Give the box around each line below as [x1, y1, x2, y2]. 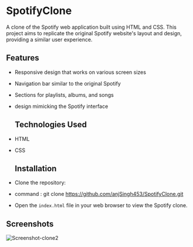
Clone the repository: [14, 179, 66, 186]
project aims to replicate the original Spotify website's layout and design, [6, 29, 182, 36]
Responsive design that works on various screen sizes [14, 69, 147, 76]
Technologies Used [14, 120, 87, 130]
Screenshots [6, 219, 54, 229]
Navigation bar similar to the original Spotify [14, 80, 121, 87]
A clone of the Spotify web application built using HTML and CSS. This [6, 23, 177, 31]
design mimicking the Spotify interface [14, 103, 109, 110]
